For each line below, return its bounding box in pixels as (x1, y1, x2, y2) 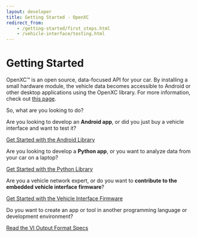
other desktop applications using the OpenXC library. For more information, (6, 89, 190, 96)
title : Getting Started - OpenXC (6, 14, 89, 20)
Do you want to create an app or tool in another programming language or (6, 207, 187, 214)
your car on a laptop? (6, 154, 58, 161)
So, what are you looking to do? (6, 107, 84, 114)
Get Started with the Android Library (6, 136, 95, 144)
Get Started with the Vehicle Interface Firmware (6, 195, 123, 202)
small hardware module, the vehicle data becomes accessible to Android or (6, 83, 191, 90)
